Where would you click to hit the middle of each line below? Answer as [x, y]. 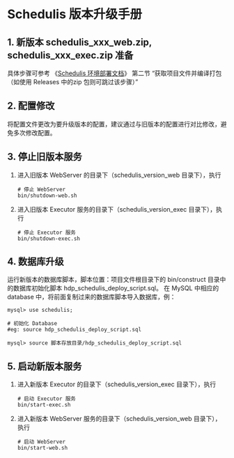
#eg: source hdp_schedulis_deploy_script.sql [74, 330]
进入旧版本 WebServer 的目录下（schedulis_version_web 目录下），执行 [119, 175]
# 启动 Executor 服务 [47, 399]
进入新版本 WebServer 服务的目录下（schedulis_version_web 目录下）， [119, 419]
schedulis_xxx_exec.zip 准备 [70, 55]
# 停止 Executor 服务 [47, 232]
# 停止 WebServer [41, 189]
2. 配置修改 [31, 106]
